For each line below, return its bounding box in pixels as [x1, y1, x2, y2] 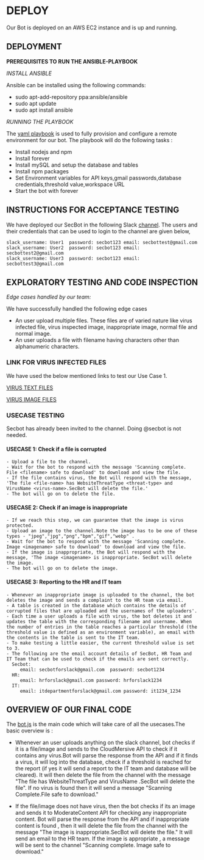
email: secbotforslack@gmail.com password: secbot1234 [19, 667, 165, 673]
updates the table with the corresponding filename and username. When [6, 618, 192, 624]
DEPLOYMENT [6, 42, 62, 52]
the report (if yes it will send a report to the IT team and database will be [15, 765, 197, 772]
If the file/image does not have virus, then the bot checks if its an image [15, 803, 195, 810]
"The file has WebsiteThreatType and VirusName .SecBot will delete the [15, 778, 195, 785]
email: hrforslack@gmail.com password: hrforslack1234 [19, 677, 163, 684]
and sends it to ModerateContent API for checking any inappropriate [15, 809, 187, 817]
